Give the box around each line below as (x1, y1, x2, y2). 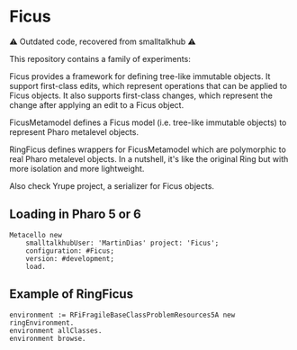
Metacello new (9, 230, 63, 239)
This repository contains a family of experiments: (9, 53, 191, 64)
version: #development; (25, 254, 115, 263)
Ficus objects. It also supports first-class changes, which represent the (9, 90, 273, 101)
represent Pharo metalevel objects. (9, 126, 139, 137)
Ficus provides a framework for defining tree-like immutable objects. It (9, 70, 271, 82)
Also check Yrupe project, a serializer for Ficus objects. (9, 180, 214, 191)
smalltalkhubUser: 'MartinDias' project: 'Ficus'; (25, 238, 220, 247)
